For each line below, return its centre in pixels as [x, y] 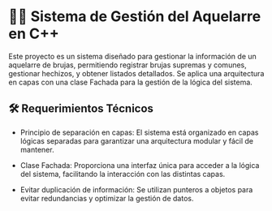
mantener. [37, 149]
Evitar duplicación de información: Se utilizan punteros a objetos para [136, 189]
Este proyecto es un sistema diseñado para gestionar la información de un [133, 56]
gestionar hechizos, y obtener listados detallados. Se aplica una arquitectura [136, 73]
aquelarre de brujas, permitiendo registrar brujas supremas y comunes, [128, 65]
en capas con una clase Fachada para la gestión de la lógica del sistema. [131, 82]
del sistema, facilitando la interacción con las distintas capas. [123, 174]
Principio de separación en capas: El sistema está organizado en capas [139, 132]
